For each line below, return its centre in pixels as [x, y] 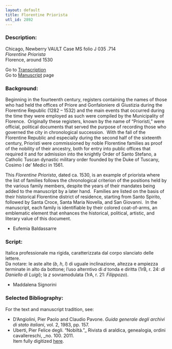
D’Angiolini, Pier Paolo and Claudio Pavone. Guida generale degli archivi [89, 319]
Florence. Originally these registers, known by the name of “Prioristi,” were [85, 121]
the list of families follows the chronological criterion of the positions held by [86, 180]
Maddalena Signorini [35, 285]
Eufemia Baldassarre [35, 228]
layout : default [23, 10]
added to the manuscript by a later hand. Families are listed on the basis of [85, 191]
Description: [21, 37]
